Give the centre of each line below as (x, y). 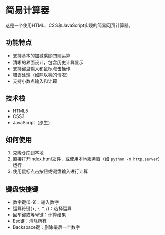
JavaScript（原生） (33, 122)
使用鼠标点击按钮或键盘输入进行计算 (50, 171)
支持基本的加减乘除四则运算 (41, 55)
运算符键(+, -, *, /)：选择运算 (42, 209)
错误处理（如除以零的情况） (41, 75)
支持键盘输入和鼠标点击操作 (41, 68)
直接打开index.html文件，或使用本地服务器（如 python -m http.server (85, 159)
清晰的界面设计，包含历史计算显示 (48, 62)
